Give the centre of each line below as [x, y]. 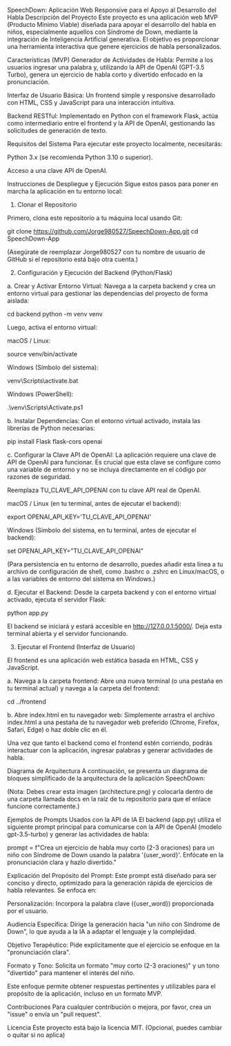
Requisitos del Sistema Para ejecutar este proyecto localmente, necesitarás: [115, 144]
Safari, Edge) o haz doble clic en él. [58, 729]
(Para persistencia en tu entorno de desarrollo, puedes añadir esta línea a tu [115, 564]
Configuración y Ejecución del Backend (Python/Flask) [95, 273]
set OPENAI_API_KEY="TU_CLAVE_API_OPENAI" [76, 551]
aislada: [18, 300]
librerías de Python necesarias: [51, 428]
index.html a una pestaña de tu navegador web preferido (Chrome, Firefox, [113, 722]
